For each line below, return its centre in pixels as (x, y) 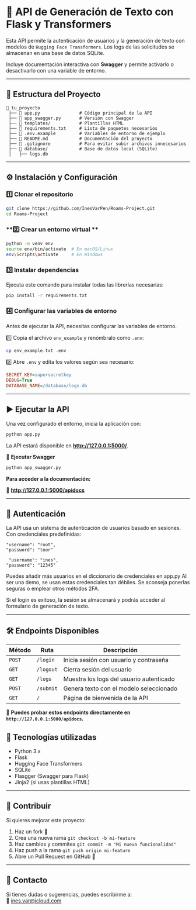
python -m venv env (30, 244)
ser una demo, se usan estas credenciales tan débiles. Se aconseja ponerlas (98, 582)
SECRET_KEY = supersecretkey (39, 375)
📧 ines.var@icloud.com (34, 901)
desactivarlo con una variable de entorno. (56, 70)
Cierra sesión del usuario (98, 670)
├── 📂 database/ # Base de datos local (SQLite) (83, 149)
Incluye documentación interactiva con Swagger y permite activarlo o (90, 64)
